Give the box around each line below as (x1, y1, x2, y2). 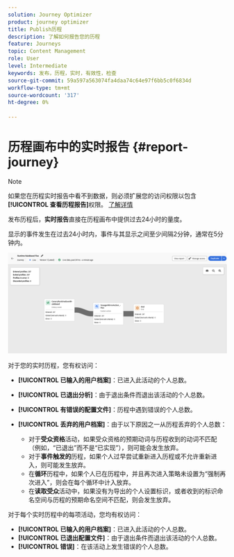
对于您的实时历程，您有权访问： (8, 361, 99, 370)
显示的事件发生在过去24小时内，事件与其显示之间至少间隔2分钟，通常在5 (8, 230, 218, 238)
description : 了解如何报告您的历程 (8, 33, 100, 40)
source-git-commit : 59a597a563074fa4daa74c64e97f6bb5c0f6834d (8, 77, 192, 84)
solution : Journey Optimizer (8, 11, 92, 18)
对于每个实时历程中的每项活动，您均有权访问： (8, 511, 142, 519)
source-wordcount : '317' (8, 92, 80, 98)
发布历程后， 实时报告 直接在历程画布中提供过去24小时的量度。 (8, 215, 186, 223)
